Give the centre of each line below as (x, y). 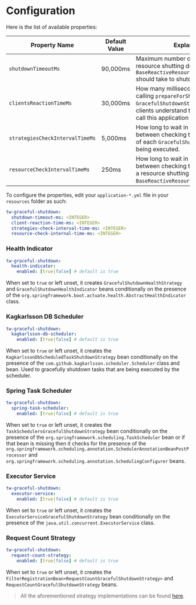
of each (146, 141)
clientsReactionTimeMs (40, 103)
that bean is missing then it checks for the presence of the (76, 444)
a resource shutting (162, 173)
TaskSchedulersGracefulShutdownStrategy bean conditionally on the (87, 431)
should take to (155, 79)
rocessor (17, 455)
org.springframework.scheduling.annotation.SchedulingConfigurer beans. (96, 461)
